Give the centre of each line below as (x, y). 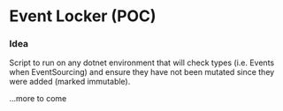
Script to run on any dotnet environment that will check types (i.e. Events (142, 63)
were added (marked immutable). (70, 82)
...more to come (38, 99)
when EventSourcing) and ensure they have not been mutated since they (142, 72)
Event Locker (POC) (83, 16)
